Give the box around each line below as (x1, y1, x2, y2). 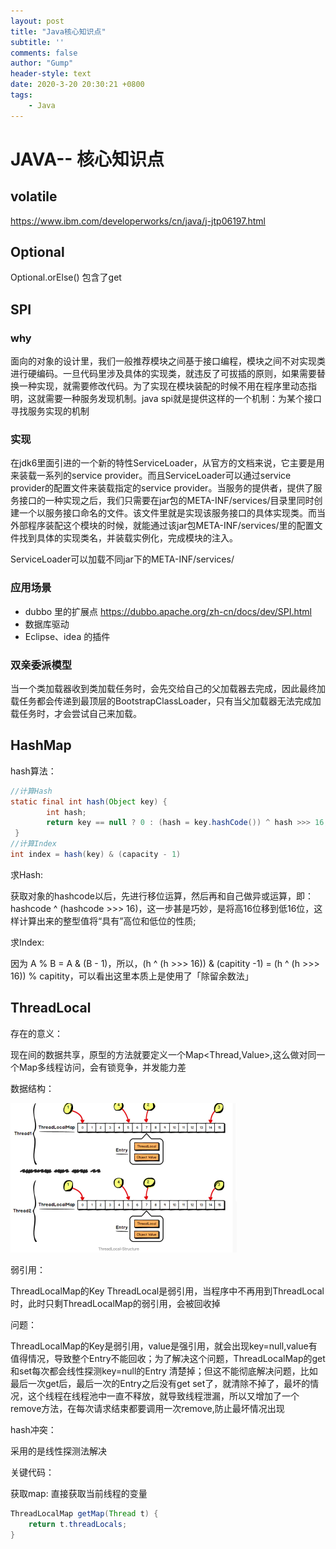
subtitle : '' (10, 37, 65, 47)
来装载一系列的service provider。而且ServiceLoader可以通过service (10, 470, 292, 482)
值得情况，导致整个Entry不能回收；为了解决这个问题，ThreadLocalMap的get (10, 1352, 326, 1364)
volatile (10, 188, 58, 205)
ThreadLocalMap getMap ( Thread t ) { (10, 1508, 159, 1519)
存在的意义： (10, 1027, 63, 1039)
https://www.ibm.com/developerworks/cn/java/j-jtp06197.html (10, 215, 266, 227)
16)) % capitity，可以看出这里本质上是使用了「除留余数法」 (10, 970, 254, 982)
